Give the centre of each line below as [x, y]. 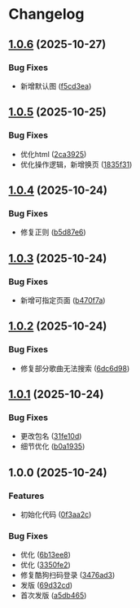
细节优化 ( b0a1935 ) [52, 446]
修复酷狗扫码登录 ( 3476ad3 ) [68, 575]
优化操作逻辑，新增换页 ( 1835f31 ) [76, 164]
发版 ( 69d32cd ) [46, 585]
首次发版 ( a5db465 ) [53, 596]
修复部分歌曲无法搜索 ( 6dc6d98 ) [75, 368]
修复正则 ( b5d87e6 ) [53, 232]
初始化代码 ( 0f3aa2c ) [56, 514]
